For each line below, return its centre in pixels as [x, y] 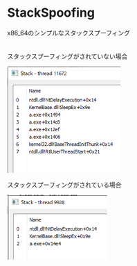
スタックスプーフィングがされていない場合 [67, 56]
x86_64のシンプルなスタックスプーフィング [68, 33]
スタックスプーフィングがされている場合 [65, 185]
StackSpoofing [51, 13]
